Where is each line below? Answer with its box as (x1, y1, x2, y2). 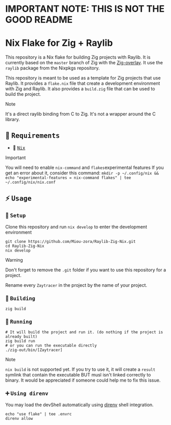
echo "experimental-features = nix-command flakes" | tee (5, 175, 131, 180)
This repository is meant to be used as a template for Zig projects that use (5, 75, 161, 81)
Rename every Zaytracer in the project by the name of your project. (5, 282, 148, 288)
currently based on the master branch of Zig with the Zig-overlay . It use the (5, 60, 163, 66)
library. (5, 116, 20, 122)
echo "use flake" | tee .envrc (5, 411, 72, 416)
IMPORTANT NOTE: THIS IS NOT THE (5, 3, 165, 15)
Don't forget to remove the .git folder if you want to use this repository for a (5, 266, 166, 273)
